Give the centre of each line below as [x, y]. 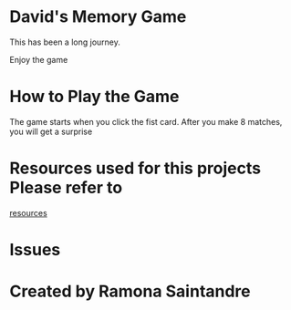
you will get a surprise [51, 131]
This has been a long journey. [65, 42]
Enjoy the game [39, 59]
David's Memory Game [98, 17]
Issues [35, 250]
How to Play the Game [94, 97]
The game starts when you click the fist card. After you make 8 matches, [146, 121]
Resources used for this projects [135, 168]
